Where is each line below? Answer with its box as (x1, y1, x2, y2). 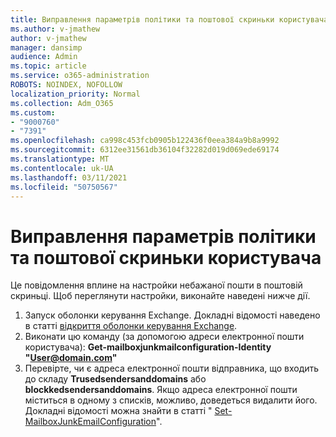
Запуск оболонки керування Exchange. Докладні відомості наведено (24, 309, 321, 321)
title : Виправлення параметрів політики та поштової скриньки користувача (10, 14, 329, 25)
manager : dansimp (10, 42, 83, 53)
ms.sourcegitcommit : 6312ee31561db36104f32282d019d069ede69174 (10, 145, 280, 155)
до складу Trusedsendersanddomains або (24, 373, 207, 385)
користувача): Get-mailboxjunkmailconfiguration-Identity (24, 341, 272, 353)
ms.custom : (10, 107, 56, 118)
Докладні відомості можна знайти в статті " (24, 405, 213, 417)
